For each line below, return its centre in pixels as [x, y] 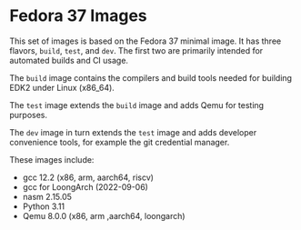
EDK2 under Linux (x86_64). [62, 87]
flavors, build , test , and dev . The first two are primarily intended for [136, 50]
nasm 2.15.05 [47, 196]
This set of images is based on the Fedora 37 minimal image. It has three [145, 41]
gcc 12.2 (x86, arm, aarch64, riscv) [88, 177]
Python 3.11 [44, 206]
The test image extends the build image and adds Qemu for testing [137, 105]
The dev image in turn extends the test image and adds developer [133, 132]
